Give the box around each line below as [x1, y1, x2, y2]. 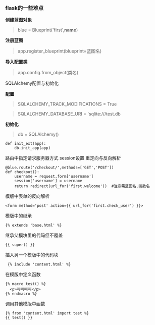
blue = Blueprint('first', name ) [17, 27, 78, 33]
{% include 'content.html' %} [7, 262, 71, 267]
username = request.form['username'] [14, 174, 94, 179]
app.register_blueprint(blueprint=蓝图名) [17, 48, 102, 54]
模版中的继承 [5, 213, 32, 219]
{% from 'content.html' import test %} [5, 311, 89, 316]
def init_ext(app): [5, 141, 46, 146]
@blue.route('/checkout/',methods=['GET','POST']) [5, 165, 114, 170]
